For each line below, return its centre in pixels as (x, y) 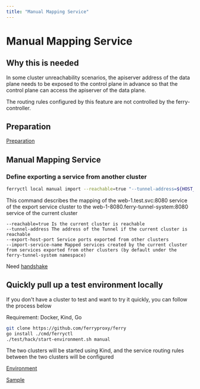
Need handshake (27, 266)
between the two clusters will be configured (60, 357)
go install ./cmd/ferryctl (40, 334)
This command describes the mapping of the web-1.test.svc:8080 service (97, 200)
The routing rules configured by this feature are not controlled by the (90, 101)
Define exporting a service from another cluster (76, 176)
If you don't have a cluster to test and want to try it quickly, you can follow (97, 299)
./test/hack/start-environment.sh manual (58, 339)
